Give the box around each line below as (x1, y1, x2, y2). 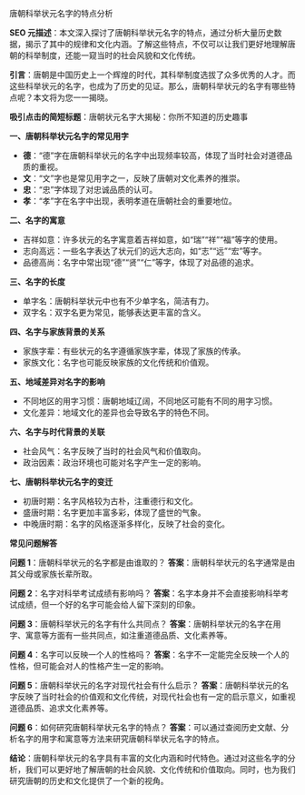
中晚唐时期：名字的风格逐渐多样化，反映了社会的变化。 (22, 518, 230, 529)
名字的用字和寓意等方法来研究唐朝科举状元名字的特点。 (16, 733, 224, 744)
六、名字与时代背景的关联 (9, 427, 105, 437)
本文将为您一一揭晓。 (33, 92, 113, 103)
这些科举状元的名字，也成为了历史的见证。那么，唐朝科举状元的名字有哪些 (9, 81, 288, 91)
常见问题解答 (9, 538, 57, 548)
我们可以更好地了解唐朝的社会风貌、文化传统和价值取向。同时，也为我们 (25, 764, 296, 775)
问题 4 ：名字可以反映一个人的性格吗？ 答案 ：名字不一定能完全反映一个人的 (9, 649, 290, 659)
